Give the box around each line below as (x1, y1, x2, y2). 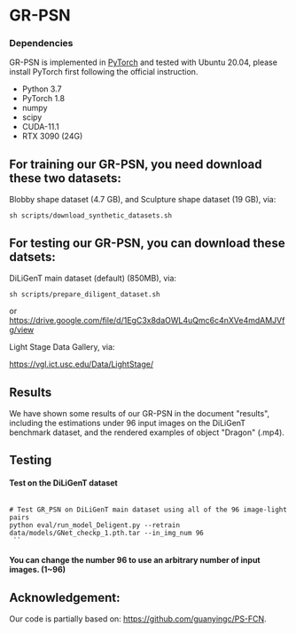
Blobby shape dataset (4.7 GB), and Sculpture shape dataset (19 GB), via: (9, 194, 277, 205)
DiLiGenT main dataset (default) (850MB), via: (9, 273, 177, 284)
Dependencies (9, 37, 74, 50)
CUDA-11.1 (21, 122, 59, 132)
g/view (9, 325, 35, 336)
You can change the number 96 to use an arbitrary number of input (9, 555, 261, 566)
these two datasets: (9, 170, 122, 186)
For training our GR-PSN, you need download (9, 156, 263, 171)
